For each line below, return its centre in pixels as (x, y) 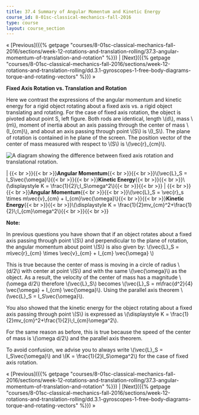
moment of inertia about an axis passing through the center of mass (102, 125)
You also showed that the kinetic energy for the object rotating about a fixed (99, 308)
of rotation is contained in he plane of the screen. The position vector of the (99, 138)
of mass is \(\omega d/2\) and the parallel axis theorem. (74, 338)
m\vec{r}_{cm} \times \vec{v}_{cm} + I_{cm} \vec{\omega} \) (80, 253)
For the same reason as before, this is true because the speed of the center (99, 332)
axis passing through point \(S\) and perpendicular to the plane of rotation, (97, 241)
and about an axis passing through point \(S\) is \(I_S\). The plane (110, 131)
